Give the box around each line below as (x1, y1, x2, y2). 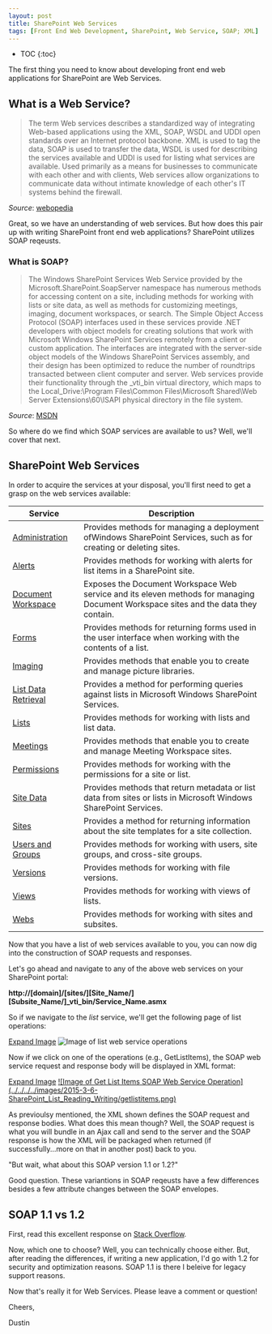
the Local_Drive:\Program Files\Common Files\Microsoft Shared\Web (28, 387, 257, 396)
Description (148, 508, 195, 519)
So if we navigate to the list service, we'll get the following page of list (8, 1012, 241, 1022)
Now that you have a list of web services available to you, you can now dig (8, 939, 257, 949)
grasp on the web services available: (8, 489, 131, 498)
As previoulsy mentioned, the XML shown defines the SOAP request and (8, 1110, 250, 1119)
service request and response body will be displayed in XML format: (8, 1061, 236, 1071)
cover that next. (8, 435, 61, 445)
